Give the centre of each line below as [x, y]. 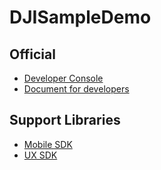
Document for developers [76, 89]
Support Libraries [65, 120]
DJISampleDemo [80, 17]
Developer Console [63, 78]
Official [32, 54]
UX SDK [40, 155]
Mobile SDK [48, 144]
